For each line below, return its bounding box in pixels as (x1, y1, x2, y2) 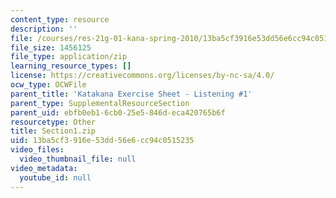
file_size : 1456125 (10, 42, 92, 53)
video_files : (10, 145, 65, 155)
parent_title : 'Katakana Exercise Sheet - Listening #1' (10, 89, 253, 99)
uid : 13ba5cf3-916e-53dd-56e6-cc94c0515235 (10, 136, 195, 146)
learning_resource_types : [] (10, 61, 132, 71)
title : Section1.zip (10, 126, 97, 136)
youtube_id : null (19, 172, 92, 183)
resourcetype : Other (10, 117, 97, 127)
